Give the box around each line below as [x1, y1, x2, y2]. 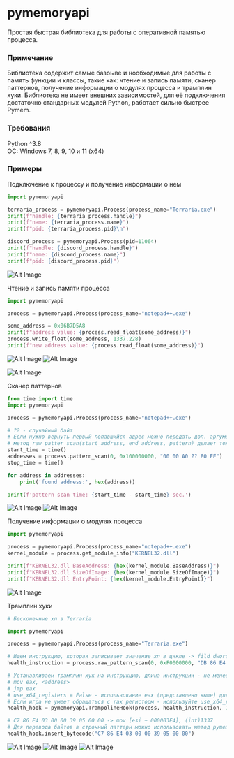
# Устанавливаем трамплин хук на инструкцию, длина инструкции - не [7, 672, 210, 679]
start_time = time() [7, 446, 68, 453]
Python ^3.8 [7, 139, 42, 147]
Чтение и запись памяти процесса [7, 284, 110, 292]
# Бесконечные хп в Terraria [7, 615, 92, 622]
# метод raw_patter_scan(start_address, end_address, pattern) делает [7, 440, 217, 447]
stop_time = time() [7, 459, 64, 466]
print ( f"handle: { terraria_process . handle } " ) [7, 212, 141, 219]
